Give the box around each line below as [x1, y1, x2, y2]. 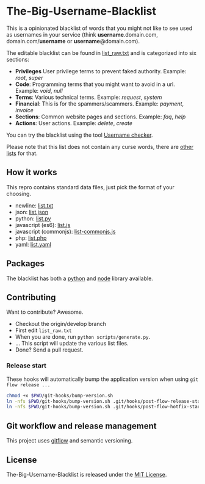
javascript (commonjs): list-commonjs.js [15, 228, 116, 235]
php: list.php [15, 234, 47, 242]
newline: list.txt [15, 201, 54, 209]
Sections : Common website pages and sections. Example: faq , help [15, 113, 186, 120]
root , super [15, 74, 43, 81]
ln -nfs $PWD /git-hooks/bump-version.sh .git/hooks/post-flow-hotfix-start [6, 404, 203, 410]
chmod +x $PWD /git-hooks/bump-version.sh [6, 392, 113, 399]
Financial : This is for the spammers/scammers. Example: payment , [15, 99, 184, 107]
